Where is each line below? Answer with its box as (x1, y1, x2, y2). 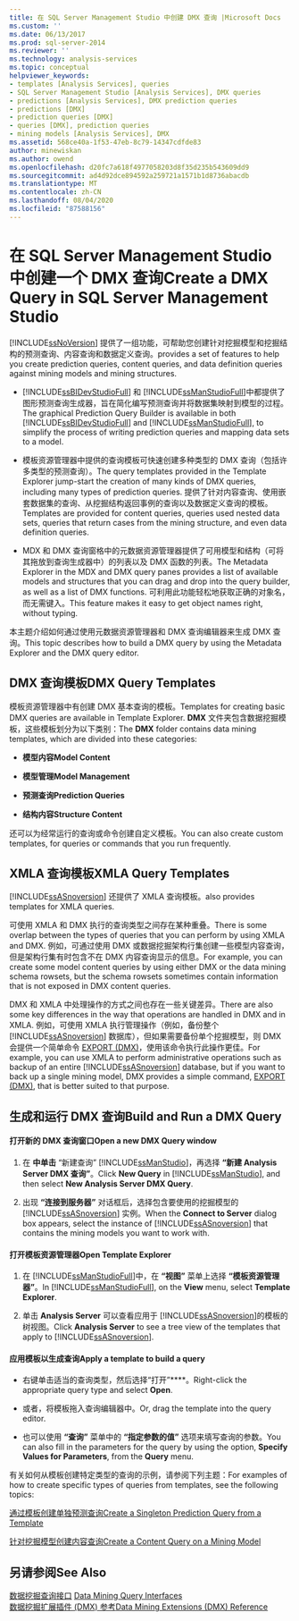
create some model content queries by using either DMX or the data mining (9, 962, 287, 973)
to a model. (21, 435, 64, 447)
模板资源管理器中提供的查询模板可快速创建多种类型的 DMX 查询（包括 (21, 454, 279, 465)
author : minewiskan (9, 146, 82, 155)
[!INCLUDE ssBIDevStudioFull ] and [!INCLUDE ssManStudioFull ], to (21, 417, 264, 427)
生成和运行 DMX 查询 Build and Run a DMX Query (9, 1109, 282, 1124)
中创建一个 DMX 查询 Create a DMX (9, 267, 270, 288)
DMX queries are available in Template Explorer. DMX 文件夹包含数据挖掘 (9, 712, 279, 722)
